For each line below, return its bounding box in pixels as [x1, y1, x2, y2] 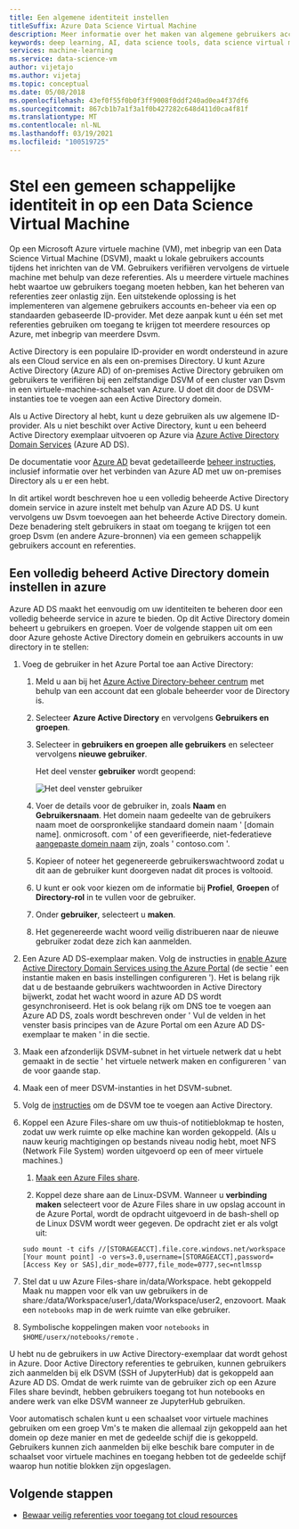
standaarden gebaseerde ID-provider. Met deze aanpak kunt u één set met [9, 310, 283, 320]
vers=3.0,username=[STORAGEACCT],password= [109, 1252, 274, 1261]
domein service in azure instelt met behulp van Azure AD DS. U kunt [9, 501, 260, 513]
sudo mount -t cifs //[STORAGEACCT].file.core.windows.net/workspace [21, 1244, 287, 1253]
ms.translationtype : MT [9, 112, 98, 121]
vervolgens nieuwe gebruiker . [35, 748, 148, 759]
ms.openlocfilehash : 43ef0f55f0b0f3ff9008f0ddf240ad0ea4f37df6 [9, 95, 249, 105]
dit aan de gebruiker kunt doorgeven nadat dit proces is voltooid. [35, 864, 273, 875]
